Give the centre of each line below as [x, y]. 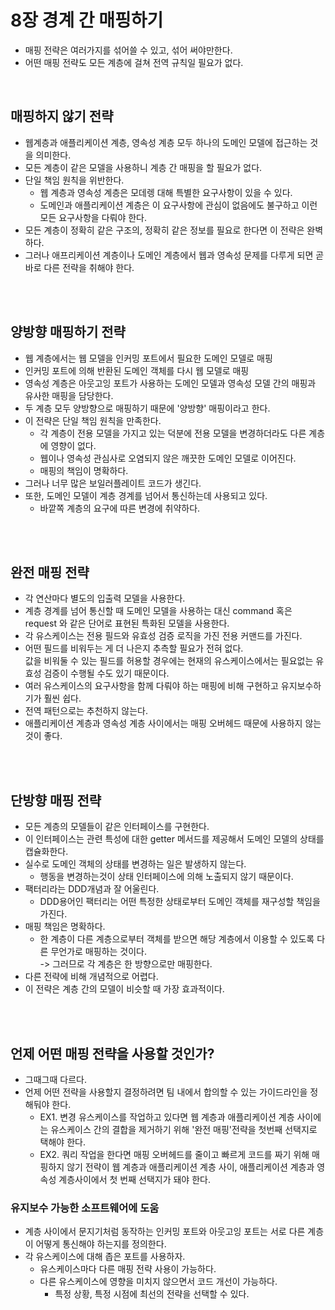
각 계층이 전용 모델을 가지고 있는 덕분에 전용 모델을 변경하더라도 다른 [173, 433]
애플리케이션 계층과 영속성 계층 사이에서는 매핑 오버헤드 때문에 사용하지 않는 [173, 723]
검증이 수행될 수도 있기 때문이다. [106, 673]
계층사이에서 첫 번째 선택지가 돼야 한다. [134, 1179]
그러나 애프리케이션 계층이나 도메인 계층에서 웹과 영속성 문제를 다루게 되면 [169, 255]
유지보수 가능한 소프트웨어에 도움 [85, 1208]
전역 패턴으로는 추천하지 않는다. [86, 711]
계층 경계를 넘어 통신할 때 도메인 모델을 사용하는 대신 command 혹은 [158, 611]
